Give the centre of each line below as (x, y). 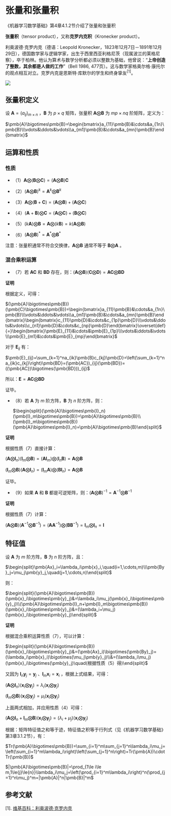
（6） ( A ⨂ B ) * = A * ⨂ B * (37, 234)
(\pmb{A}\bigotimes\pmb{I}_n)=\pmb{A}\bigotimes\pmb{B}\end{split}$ (87, 427)
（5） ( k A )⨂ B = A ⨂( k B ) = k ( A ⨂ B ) (49, 223)
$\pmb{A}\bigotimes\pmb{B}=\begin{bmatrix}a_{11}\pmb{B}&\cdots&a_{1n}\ (85, 124)
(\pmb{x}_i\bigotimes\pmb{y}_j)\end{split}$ (51, 614)
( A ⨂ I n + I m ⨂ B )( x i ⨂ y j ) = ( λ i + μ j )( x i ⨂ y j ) (47, 718)
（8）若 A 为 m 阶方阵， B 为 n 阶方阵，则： (58, 401)
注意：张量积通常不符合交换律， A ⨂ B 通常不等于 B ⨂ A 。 (65, 245)
